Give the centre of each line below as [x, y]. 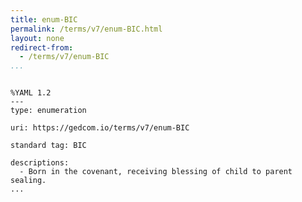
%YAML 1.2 [31, 93]
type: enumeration [48, 111]
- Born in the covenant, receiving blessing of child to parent [156, 172]
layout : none [37, 38]
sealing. [28, 181]
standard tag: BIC [48, 146]
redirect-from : [42, 47]
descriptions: [40, 163]
